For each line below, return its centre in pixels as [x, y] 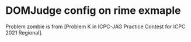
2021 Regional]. [24, 32]
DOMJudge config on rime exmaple [93, 11]
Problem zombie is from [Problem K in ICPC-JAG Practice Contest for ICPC [95, 26]
